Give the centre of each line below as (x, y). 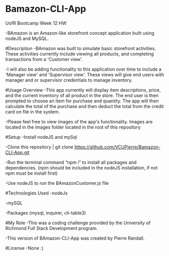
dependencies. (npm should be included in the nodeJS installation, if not (81, 167)
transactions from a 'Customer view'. (44, 59)
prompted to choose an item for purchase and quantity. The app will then (82, 101)
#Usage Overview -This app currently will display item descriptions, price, (83, 90)
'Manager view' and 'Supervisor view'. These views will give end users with (85, 74)
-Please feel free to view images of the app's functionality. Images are (79, 121)
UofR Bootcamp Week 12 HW (36, 23)
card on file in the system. (33, 112)
